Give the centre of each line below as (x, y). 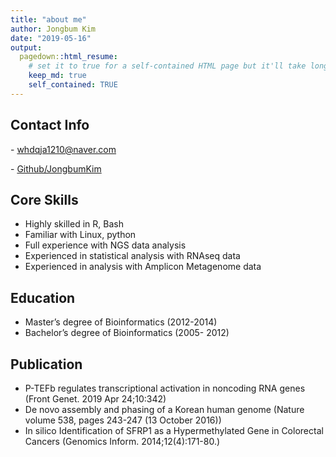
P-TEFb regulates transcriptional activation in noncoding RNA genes (165, 388)
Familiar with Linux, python (80, 235)
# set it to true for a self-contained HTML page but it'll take (167, 66)
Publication (46, 364)
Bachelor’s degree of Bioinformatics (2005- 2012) (127, 333)
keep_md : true (57, 76)
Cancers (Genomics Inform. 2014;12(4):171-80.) (122, 441)
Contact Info (50, 125)
